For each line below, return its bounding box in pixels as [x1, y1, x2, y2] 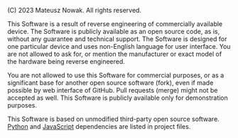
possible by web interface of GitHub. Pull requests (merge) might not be [7, 86, 218, 94]
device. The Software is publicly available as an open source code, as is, [7, 28, 220, 35]
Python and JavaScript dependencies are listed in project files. [7, 122, 191, 130]
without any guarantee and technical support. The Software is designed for [7, 35, 227, 43]
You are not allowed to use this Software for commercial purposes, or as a [7, 71, 225, 79]
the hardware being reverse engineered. [7, 57, 126, 66]
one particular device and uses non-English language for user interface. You [7, 42, 231, 50]
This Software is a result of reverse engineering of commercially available [7, 20, 223, 28]
